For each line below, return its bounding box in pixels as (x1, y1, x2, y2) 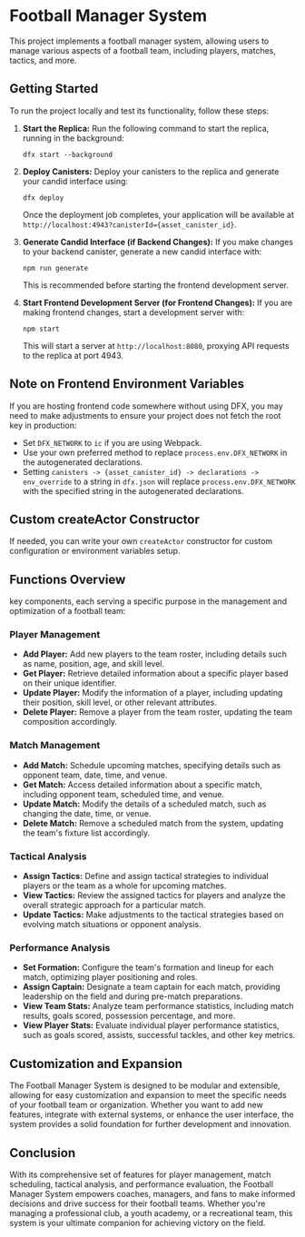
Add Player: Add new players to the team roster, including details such (22, 648, 288, 659)
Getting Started (9, 81, 99, 96)
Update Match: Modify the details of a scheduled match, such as (22, 798, 267, 809)
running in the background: (22, 133, 124, 143)
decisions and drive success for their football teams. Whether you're (9, 1198, 266, 1209)
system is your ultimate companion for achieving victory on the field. (9, 1218, 266, 1228)
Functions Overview (9, 571, 126, 587)
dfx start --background (22, 150, 113, 159)
